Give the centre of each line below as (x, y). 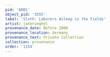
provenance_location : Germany (37, 33)
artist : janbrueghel (27, 24)
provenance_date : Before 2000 (37, 28)
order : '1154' (20, 47)
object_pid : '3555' (25, 14)
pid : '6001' (17, 10)
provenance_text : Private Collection (44, 38)
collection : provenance (30, 42)
